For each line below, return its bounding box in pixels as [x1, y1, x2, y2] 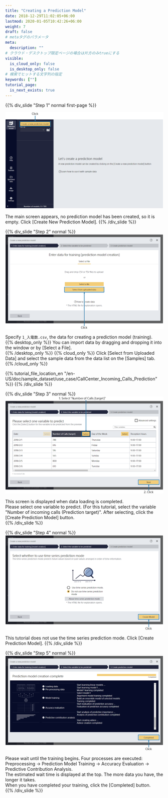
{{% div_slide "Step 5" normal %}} [5, 650, 76, 656]
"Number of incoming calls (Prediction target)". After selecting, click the [5, 509, 154, 515]
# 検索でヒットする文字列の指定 [5, 72, 62, 77]
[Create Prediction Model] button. [5, 515, 75, 521]
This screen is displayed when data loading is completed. [5, 499, 124, 505]
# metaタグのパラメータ [5, 35, 49, 40]
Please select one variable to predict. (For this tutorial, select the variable [5, 504, 156, 510]
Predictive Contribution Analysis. [5, 766, 73, 772]
